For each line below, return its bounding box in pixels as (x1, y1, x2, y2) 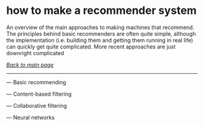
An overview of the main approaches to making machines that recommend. (6, 24, 194, 31)
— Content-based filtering (6, 90, 72, 98)
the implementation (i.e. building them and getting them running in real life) (6, 36, 193, 44)
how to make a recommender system (6, 4, 197, 18)
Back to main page (6, 61, 54, 68)
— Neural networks (6, 113, 55, 121)
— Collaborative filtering (6, 102, 67, 109)
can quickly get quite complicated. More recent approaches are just (6, 43, 176, 50)
